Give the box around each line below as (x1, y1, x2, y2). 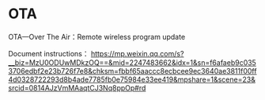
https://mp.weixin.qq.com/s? (90, 48, 184, 58)
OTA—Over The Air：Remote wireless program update (8, 32, 186, 41)
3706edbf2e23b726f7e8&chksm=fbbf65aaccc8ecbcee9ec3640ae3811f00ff (8, 66, 257, 75)
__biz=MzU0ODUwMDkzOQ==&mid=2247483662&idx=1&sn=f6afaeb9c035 (8, 57, 257, 67)
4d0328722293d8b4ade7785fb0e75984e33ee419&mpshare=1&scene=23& (8, 75, 256, 84)
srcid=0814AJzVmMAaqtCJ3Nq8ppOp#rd (8, 83, 146, 92)
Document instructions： (8, 48, 89, 58)
